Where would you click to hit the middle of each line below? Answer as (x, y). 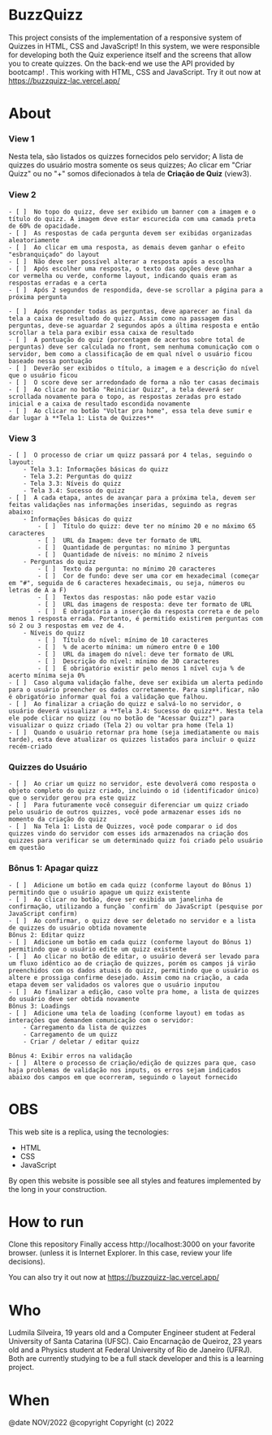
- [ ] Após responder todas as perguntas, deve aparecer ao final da (130, 311)
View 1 (22, 139)
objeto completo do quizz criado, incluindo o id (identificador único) (134, 791)
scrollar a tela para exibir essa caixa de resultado (101, 332)
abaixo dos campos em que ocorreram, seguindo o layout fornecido (123, 1077)
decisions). (27, 1262)
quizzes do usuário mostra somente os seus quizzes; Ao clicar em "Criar (130, 165)
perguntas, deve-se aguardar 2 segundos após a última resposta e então (134, 325)
